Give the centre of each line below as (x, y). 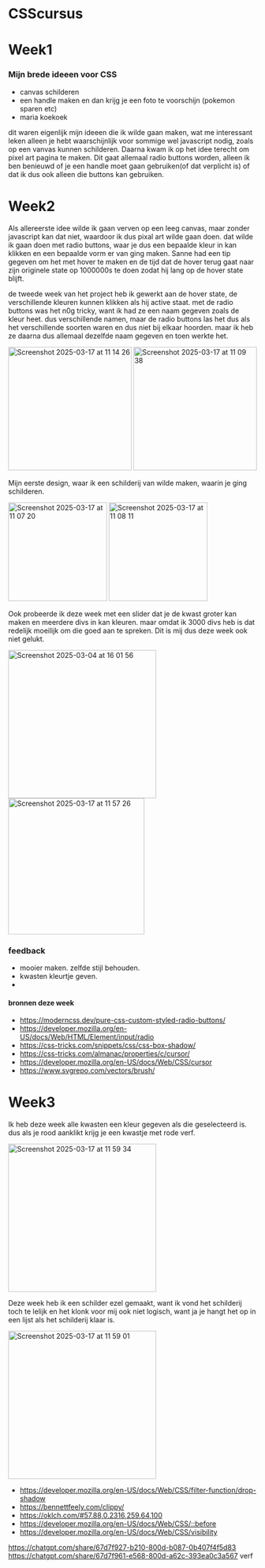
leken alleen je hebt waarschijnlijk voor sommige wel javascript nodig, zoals (131, 141)
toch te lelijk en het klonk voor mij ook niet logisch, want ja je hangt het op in (132, 1311)
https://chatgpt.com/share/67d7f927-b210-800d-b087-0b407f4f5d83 (122, 1547)
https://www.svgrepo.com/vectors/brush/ (87, 1070)
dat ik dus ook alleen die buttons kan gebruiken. (86, 174)
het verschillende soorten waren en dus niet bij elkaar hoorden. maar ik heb (131, 327)
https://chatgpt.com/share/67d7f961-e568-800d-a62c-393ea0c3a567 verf (131, 1556)
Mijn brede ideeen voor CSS (63, 74)
